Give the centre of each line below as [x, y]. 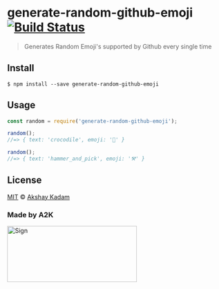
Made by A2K [30, 215]
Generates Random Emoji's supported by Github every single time [118, 46]
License [25, 180]
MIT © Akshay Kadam [39, 197]
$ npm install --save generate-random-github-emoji [83, 84]
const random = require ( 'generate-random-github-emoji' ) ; [92, 121]
